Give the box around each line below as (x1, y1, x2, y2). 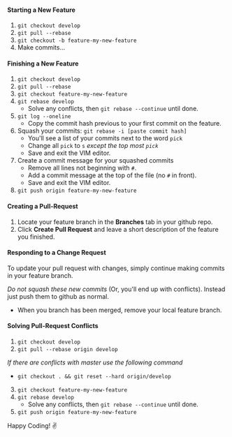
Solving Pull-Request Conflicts (7, 322, 99, 330)
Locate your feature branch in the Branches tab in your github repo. (17, 217, 213, 226)
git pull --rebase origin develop (17, 346, 118, 353)
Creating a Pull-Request (7, 202, 78, 210)
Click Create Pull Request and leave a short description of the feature (17, 225, 219, 233)
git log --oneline (17, 113, 71, 120)
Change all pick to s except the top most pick (27, 142, 159, 150)
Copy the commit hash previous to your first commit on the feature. (27, 119, 222, 128)
